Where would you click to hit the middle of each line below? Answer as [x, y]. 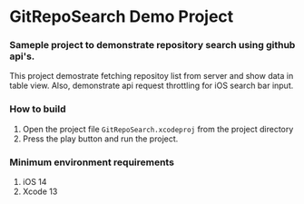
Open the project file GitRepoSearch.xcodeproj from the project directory [158, 129]
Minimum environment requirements [92, 162]
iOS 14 [34, 182]
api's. [22, 56]
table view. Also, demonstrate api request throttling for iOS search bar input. [152, 86]
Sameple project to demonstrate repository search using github [152, 45]
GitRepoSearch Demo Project [122, 17]
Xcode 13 [40, 191]
